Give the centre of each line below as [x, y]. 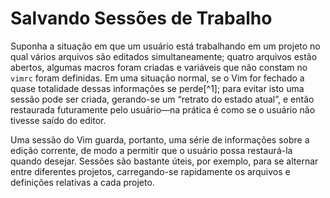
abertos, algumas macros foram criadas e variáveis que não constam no [159, 67]
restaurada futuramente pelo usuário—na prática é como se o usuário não [163, 109]
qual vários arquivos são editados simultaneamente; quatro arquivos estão [164, 56]
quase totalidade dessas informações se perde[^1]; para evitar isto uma [157, 88]
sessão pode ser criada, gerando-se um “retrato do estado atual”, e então [162, 99]
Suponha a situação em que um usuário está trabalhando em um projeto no [165, 46]
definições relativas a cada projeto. [82, 182]
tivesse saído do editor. [58, 120]
